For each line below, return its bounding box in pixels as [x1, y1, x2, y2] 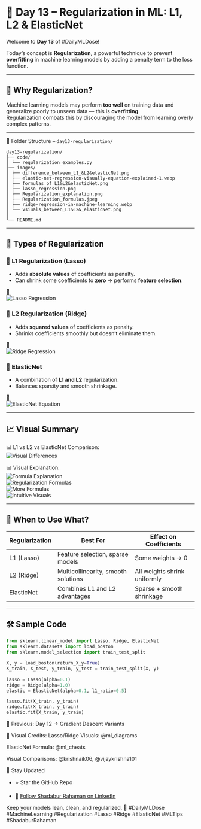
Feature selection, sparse [57, 550, 129, 558]
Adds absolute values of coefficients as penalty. [14, 271, 136, 278]
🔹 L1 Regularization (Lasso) [6, 257, 86, 265]
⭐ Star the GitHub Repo [14, 779, 73, 786]
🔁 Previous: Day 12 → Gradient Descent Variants [6, 721, 124, 728]
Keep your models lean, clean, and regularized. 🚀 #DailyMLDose [6, 804, 165, 812]
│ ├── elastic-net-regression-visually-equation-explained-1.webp [6, 175, 175, 181]
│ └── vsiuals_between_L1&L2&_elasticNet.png [6, 207, 121, 212]
